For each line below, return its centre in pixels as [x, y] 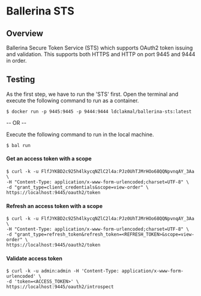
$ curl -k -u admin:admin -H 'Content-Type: [63, 271]
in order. [16, 61]
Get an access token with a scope [49, 159]
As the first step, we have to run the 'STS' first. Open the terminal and [92, 94]
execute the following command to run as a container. [73, 100]
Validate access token [34, 258]
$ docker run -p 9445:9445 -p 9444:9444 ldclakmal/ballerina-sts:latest [99, 112]
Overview [25, 33]
